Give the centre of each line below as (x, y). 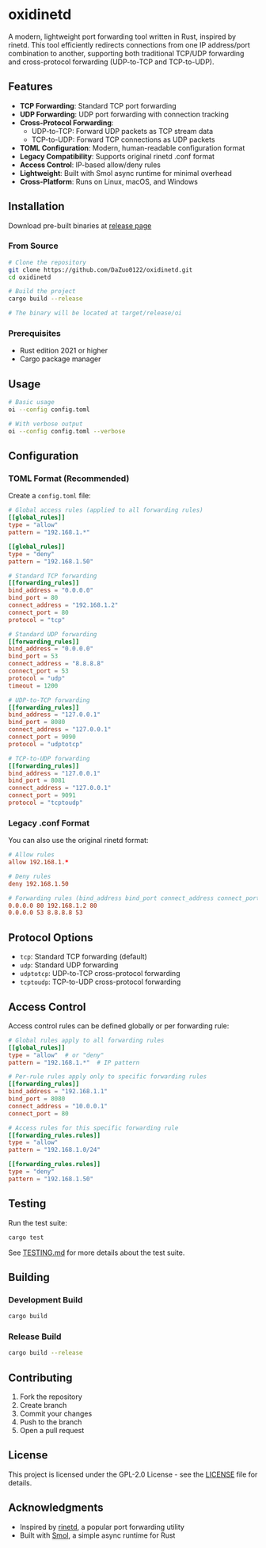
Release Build (35, 1336)
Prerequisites (34, 334)
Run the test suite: (38, 1222)
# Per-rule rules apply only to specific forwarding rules (108, 1077)
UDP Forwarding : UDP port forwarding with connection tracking (124, 114)
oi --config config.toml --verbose (67, 431)
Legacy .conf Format (49, 823)
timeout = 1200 (33, 686)
